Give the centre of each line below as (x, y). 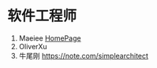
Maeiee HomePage (50, 38)
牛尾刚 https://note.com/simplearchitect (84, 55)
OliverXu (33, 46)
